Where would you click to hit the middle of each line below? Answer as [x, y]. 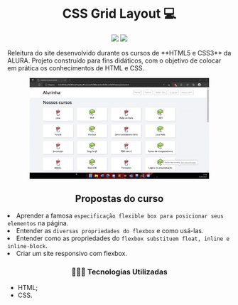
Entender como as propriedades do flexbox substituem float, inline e [123, 238]
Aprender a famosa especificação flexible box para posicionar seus [120, 216]
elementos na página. [38, 223]
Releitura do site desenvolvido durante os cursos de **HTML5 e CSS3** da [119, 53]
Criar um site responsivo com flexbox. [72, 254]
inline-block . [27, 246]
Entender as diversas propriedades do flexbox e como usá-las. [110, 231]
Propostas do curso [119, 199]
